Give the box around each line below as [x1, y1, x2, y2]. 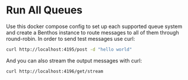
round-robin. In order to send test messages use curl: [6, 35, 135, 42]
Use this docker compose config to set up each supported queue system [6, 23, 183, 30]
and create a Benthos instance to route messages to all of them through [6, 29, 179, 36]
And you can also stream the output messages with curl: [6, 57, 142, 64]
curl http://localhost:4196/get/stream [6, 68, 104, 74]
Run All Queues [6, 4, 83, 17]
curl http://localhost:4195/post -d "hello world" [6, 46, 132, 53]
